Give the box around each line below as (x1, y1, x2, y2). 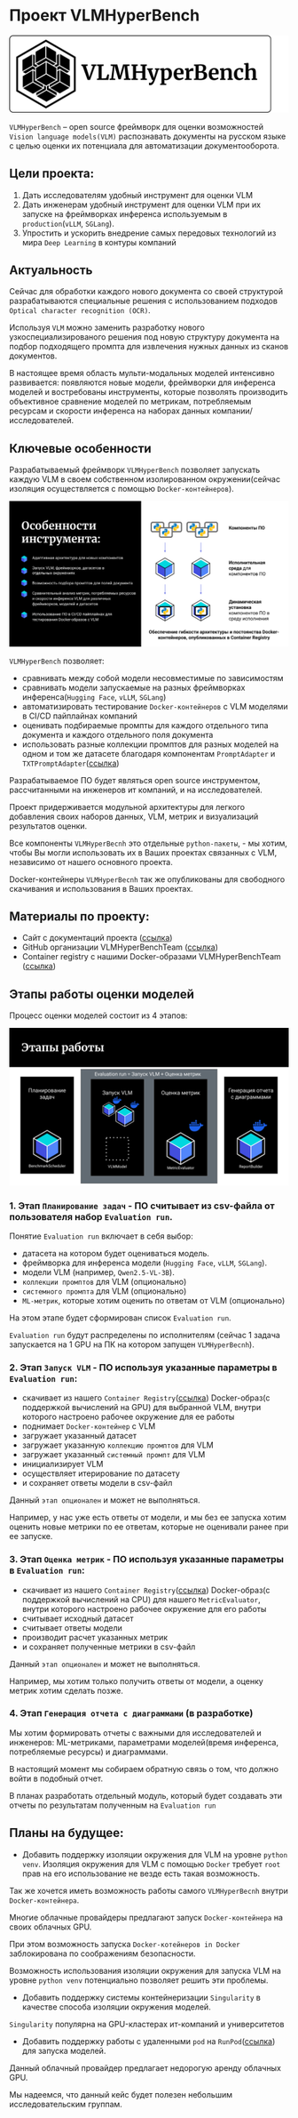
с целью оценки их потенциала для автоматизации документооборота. (9, 140, 279, 151)
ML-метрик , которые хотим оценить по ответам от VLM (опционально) (21, 1295, 286, 1305)
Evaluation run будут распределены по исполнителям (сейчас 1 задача (9, 1329, 281, 1340)
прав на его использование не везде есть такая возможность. (21, 1868, 260, 1879)
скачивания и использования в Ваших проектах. (9, 883, 193, 894)
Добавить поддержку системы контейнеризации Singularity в (21, 1992, 262, 2002)
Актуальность (9, 262, 93, 277)
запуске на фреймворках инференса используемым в (21, 208, 228, 219)
